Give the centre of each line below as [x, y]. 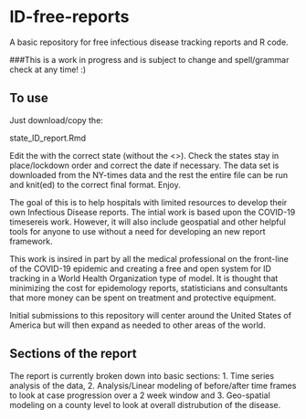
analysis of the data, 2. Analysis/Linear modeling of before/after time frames [153, 385]
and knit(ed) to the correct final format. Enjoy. [95, 184]
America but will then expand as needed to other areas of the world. [138, 325]
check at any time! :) [48, 69]
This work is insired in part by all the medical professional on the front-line [149, 258]
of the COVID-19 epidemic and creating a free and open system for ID [141, 268]
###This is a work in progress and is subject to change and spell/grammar [149, 59]
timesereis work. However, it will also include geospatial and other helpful [148, 222]
